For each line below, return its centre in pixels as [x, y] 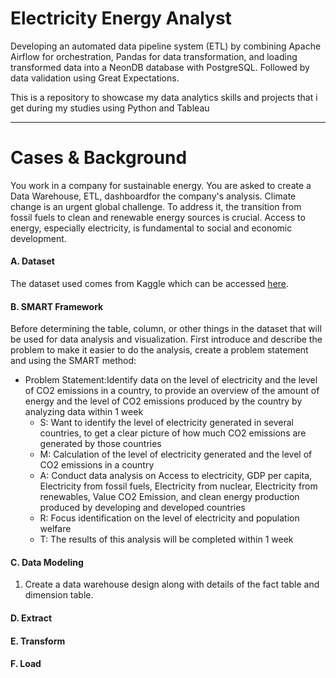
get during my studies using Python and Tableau [110, 108]
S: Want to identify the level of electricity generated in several [166, 423]
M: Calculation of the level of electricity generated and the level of [176, 454]
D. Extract [31, 618]
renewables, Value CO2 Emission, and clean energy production [169, 497]
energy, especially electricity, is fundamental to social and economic [151, 228]
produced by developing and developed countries [142, 508]
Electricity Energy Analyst [121, 18]
